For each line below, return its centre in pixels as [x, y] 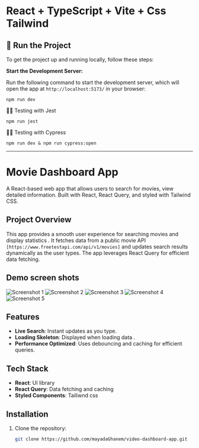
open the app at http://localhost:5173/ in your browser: [76, 89]
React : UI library [35, 383]
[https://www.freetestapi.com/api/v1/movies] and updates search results [97, 246]
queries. [25, 350]
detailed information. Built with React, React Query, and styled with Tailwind [99, 195]
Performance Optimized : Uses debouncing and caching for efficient [98, 344]
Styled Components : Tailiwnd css [56, 395]
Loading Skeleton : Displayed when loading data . [75, 337]
